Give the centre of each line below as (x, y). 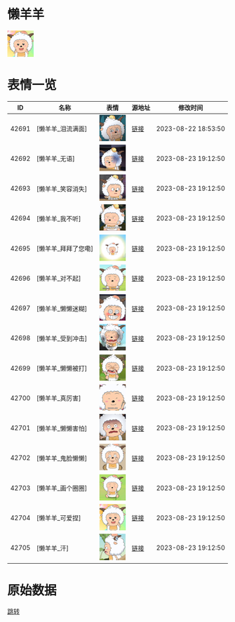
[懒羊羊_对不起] (59, 279)
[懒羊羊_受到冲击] (62, 338)
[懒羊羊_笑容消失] (62, 188)
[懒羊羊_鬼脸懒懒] (62, 458)
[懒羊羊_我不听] (59, 218)
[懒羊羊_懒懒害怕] (62, 428)
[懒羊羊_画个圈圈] (62, 488)
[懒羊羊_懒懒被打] (62, 369)
